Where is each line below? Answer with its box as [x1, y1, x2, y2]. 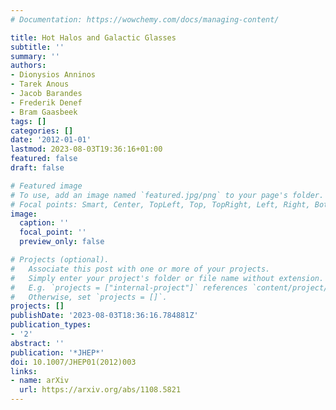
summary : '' [10, 51, 60, 61]
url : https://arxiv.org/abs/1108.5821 [19, 385, 182, 395]
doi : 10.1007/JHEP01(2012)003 [10, 357, 137, 367]
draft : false [10, 163, 65, 173]
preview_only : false [19, 237, 105, 247]
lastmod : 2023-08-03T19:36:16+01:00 [10, 144, 163, 155]
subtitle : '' [10, 42, 65, 52]
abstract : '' [10, 338, 65, 348]
